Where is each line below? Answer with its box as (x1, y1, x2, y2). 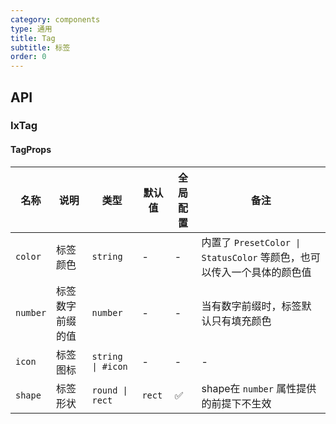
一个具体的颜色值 (231, 265, 312, 279)
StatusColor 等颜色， (201, 250, 301, 264)
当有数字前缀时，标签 (201, 299, 302, 313)
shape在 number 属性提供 (201, 381, 317, 395)
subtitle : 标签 (10, 42, 71, 53)
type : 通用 (10, 24, 53, 34)
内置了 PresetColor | (201, 235, 302, 249)
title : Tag (10, 33, 56, 43)
